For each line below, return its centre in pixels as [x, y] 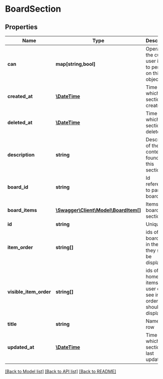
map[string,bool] [75, 64]
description [21, 155]
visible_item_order [29, 292]
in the [152, 244]
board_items [22, 210]
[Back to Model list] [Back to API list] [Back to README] [61, 371]
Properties [21, 27]
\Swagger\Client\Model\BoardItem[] [98, 210]
